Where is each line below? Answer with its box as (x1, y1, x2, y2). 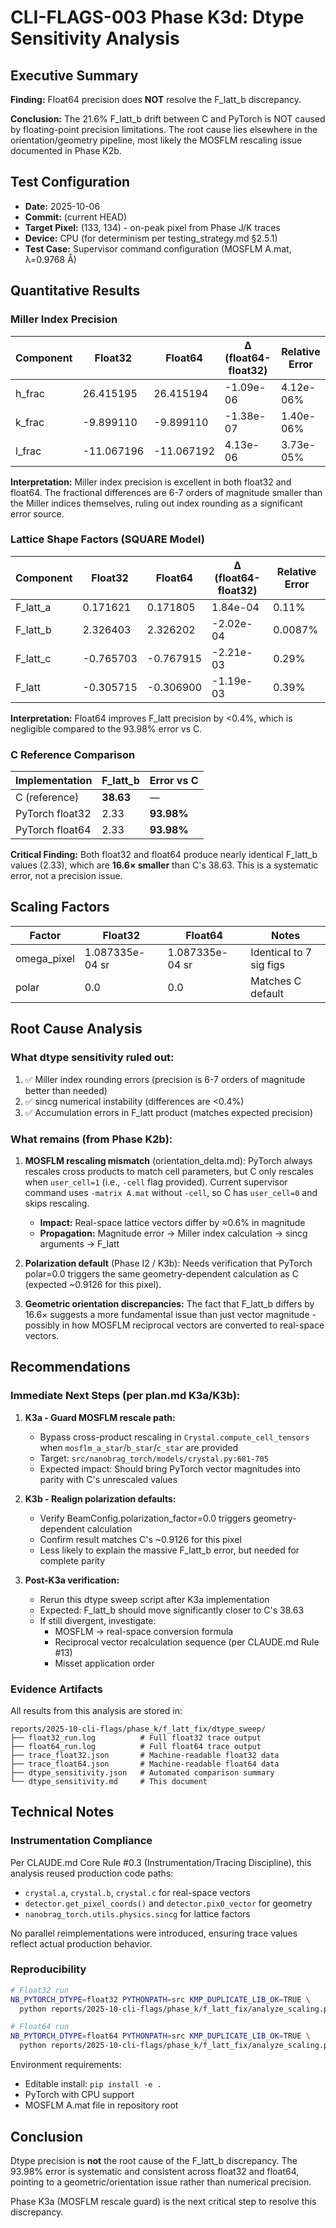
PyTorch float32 (15, 807, 92, 821)
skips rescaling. (24, 1197, 90, 1209)
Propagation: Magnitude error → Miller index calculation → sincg (39, 1227, 308, 1239)
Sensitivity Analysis (10, 27, 180, 50)
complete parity (39, 1554, 106, 1566)
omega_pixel (15, 951, 75, 965)
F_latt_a (15, 600, 52, 614)
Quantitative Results (10, 282, 141, 300)
